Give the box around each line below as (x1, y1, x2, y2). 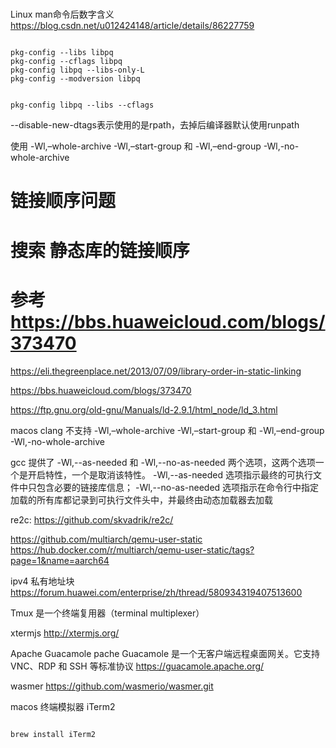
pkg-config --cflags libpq (10, 57, 123, 67)
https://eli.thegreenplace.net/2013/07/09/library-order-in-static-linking (10, 365, 302, 377)
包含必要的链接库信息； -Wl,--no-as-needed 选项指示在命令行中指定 (36, 481, 320, 493)
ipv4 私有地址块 (10, 575, 75, 587)
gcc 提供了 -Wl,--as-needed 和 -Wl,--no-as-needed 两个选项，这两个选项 (10, 456, 316, 468)
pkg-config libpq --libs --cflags (10, 100, 155, 111)
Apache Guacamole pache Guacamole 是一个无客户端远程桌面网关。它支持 (10, 647, 321, 659)
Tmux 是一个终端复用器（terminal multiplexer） (10, 607, 205, 619)
